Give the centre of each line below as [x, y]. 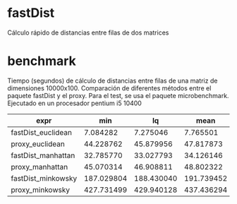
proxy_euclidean [38, 144]
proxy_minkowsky [41, 190]
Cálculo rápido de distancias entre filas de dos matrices [88, 32]
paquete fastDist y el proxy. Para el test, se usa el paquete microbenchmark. [118, 95]
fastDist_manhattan [43, 155]
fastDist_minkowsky [44, 178]
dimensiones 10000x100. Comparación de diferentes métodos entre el [109, 88]
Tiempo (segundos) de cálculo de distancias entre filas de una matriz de [113, 80]
